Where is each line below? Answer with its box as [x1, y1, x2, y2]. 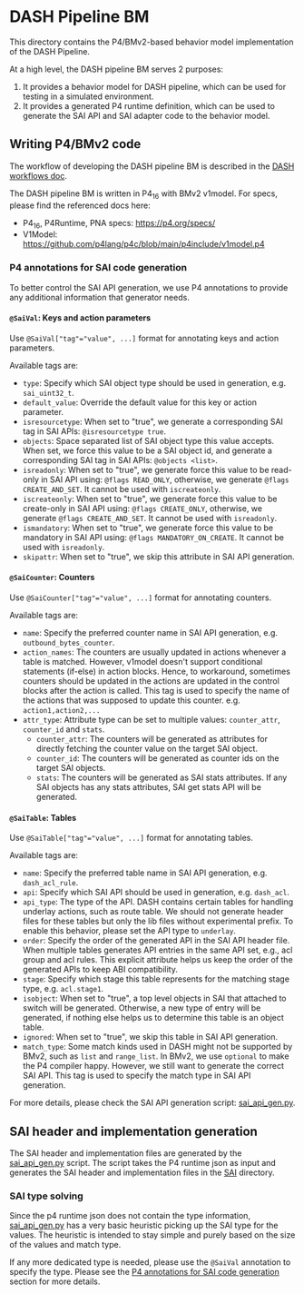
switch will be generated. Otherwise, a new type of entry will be [22, 1003, 261, 1013]
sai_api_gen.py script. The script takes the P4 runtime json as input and [9, 1158, 277, 1169]
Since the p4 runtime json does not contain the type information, [9, 1210, 251, 1221]
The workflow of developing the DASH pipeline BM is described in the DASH [9, 161, 295, 172]
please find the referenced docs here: [9, 200, 152, 211]
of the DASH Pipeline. [9, 45, 91, 56]
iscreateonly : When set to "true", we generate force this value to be [22, 493, 278, 504]
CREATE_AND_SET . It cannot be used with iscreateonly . [22, 483, 221, 494]
